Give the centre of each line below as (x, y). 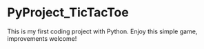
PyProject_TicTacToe (68, 13)
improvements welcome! (42, 38)
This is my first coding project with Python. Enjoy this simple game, (102, 31)
